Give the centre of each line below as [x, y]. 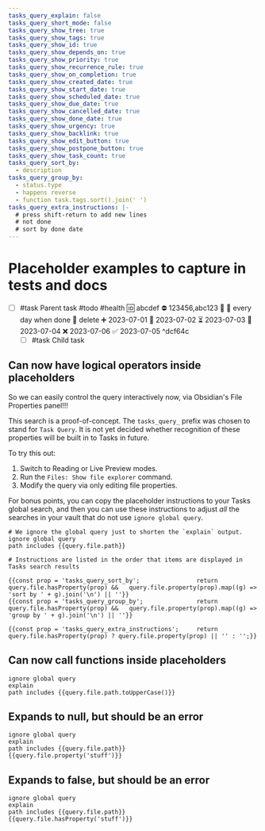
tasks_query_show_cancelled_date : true [74, 112]
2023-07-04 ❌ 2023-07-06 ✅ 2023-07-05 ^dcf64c [104, 331]
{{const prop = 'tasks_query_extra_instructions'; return [113, 629]
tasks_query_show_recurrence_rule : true [76, 67]
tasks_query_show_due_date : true [63, 104]
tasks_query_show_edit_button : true [69, 141]
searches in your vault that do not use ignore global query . [106, 517]
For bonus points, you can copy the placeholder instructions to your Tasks [130, 500]
